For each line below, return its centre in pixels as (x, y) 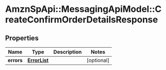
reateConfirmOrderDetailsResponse (82, 20)
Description (68, 52)
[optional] (98, 60)
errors (15, 60)
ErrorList (38, 60)
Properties (22, 38)
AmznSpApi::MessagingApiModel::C (83, 9)
